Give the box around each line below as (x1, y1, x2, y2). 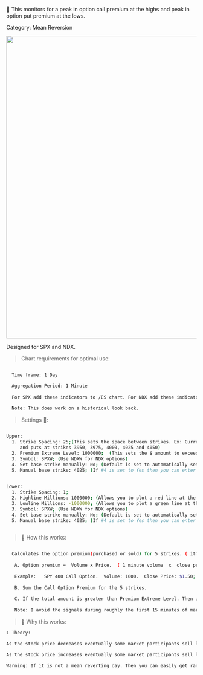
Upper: (6, 433, 23, 440)
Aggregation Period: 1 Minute (11, 383, 88, 389)
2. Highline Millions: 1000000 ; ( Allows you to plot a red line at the (11, 495, 196, 501)
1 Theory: (6, 630, 31, 636)
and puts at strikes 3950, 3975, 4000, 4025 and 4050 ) (19, 445, 161, 451)
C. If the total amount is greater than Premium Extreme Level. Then (14, 596, 193, 602)
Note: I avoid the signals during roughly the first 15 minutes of (14, 607, 188, 613)
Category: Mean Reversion (6, 24, 73, 31)
